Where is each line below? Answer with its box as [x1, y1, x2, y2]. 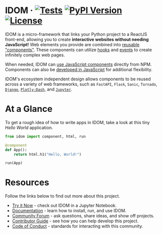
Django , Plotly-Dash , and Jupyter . [5, 86, 72, 92]
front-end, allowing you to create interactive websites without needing [5, 36, 149, 42]
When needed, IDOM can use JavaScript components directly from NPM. [5, 61, 152, 67]
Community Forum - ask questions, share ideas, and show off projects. [12, 213, 155, 219]
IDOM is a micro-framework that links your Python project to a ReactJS [5, 31, 147, 37]
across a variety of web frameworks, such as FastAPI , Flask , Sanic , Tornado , [5, 81, 158, 87]
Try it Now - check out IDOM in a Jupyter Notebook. [12, 202, 117, 209]
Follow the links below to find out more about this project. [5, 193, 120, 199]
